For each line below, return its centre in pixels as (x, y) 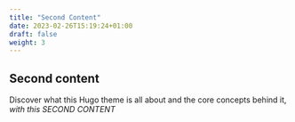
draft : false (33, 34)
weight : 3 (28, 42)
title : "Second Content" (55, 17)
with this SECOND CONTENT (62, 110)
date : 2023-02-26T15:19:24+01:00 (71, 26)
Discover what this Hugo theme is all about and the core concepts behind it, (148, 100)
